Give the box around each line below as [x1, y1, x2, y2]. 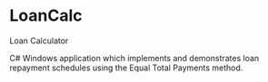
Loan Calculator [9, 35, 69, 46]
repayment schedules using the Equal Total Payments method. [9, 62, 243, 73]
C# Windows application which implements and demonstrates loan [9, 52, 260, 63]
